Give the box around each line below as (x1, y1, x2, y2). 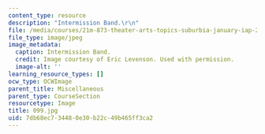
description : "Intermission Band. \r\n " (8, 19, 140, 27)
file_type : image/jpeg (8, 33, 83, 42)
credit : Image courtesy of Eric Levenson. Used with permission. (15, 56, 235, 64)
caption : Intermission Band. (15, 48, 111, 56)
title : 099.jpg (8, 107, 58, 115)
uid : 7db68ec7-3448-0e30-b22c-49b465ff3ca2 (8, 114, 154, 122)
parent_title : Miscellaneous (8, 84, 104, 93)
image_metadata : (8, 41, 62, 49)
